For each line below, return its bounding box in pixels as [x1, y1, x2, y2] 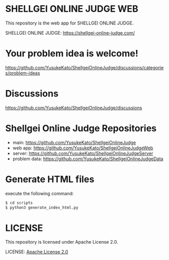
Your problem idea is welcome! [5, 48, 138, 59]
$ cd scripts [5, 200, 33, 205]
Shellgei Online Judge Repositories [5, 123, 157, 134]
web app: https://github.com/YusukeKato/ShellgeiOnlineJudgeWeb [12, 145, 154, 151]
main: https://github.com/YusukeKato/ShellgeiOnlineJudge [12, 139, 136, 145]
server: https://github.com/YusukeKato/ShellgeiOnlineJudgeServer [12, 150, 154, 156]
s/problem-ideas [5, 70, 40, 76]
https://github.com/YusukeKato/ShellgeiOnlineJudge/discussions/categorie [5, 64, 164, 70]
